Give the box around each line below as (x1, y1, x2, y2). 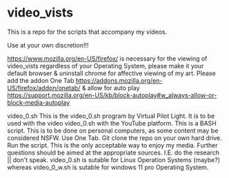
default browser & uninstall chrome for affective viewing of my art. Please (7, 69, 216, 77)
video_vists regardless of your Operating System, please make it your (7, 61, 204, 70)
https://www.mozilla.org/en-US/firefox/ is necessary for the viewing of (7, 54, 208, 63)
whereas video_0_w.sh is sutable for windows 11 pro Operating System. (7, 163, 209, 171)
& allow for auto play (81, 83, 140, 92)
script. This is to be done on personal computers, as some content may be (7, 126, 219, 135)
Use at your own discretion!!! (7, 41, 89, 49)
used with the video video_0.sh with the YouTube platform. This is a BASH (7, 119, 217, 127)
